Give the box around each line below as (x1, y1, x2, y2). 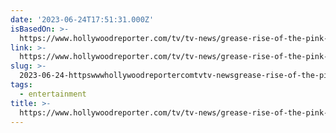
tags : (10, 80, 33, 90)
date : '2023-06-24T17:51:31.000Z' (10, 14, 155, 25)
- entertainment (19, 89, 87, 99)
